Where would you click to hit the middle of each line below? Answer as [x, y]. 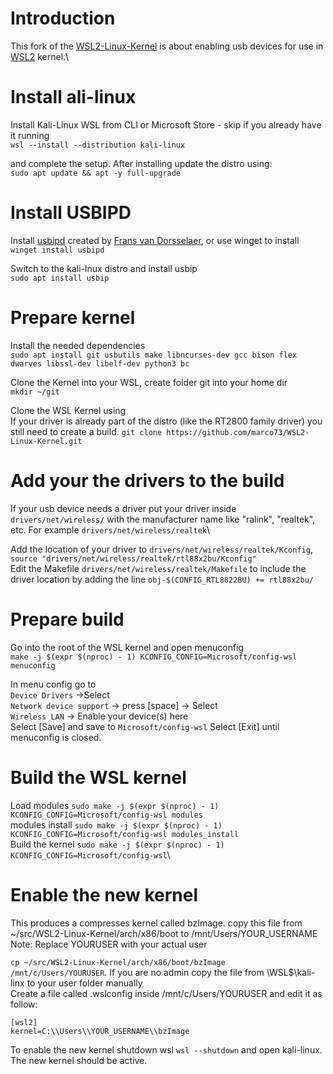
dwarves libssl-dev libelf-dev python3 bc [100, 363]
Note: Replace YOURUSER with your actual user [109, 944]
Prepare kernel [73, 318]
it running [30, 135]
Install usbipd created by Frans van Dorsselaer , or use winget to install [155, 240]
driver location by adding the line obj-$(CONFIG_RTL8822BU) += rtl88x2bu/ [162, 579]
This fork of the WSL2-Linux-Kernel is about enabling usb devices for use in [167, 46]
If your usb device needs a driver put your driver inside [123, 508]
